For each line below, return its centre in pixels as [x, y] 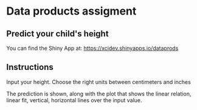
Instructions [30, 67]
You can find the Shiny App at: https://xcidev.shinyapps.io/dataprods [92, 48]
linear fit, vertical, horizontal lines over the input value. [74, 100]
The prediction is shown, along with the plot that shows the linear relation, [99, 94]
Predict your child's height [57, 34]
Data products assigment [71, 11]
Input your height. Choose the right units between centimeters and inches [99, 82]
